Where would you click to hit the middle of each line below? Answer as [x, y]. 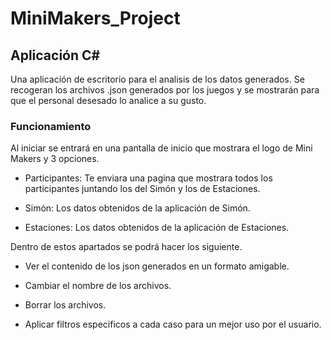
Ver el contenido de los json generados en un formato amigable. [157, 266]
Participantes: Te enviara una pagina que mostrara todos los [148, 178]
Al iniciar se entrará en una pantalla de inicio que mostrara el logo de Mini [161, 148]
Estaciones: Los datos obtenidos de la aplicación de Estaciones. [157, 228]
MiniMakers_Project [95, 18]
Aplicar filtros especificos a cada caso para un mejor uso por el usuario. [173, 324]
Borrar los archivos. [65, 305]
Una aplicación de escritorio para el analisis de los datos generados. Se [157, 79]
